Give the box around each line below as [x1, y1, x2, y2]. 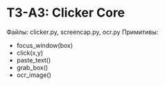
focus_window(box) [16, 41, 73, 49]
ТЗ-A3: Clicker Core [6, 5, 125, 21]
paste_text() [16, 55, 51, 64]
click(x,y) [16, 49, 44, 57]
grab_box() [16, 63, 49, 71]
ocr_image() [16, 71, 51, 79]
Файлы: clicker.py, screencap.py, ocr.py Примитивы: [6, 28, 159, 36]
